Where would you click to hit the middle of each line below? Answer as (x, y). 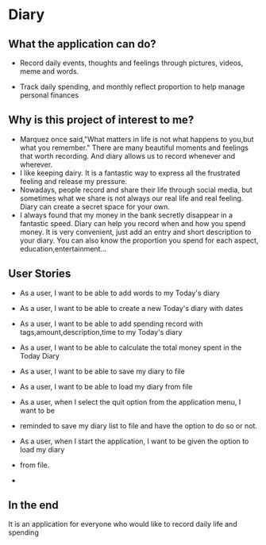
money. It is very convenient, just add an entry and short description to (135, 232)
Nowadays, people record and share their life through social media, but (136, 190)
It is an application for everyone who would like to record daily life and (123, 524)
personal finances (49, 95)
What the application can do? (82, 44)
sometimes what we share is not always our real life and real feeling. (131, 198)
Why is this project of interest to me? (101, 120)
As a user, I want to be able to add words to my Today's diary (120, 293)
